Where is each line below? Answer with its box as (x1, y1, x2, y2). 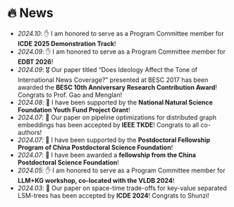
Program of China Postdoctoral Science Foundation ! (17, 143, 173, 151)
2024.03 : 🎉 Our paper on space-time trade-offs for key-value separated (17, 184, 227, 192)
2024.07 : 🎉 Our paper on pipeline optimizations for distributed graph (17, 113, 217, 122)
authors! (17, 128, 42, 136)
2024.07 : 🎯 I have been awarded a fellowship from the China (17, 150, 196, 159)
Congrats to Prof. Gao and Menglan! (17, 90, 123, 99)
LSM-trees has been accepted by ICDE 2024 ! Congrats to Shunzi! (17, 191, 210, 199)
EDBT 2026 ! (17, 57, 54, 66)
